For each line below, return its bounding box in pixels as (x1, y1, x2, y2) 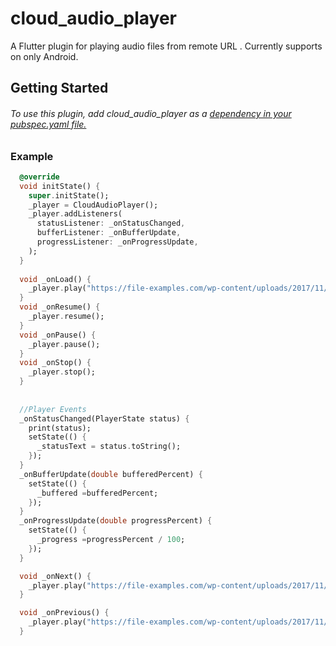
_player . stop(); (28, 367, 97, 377)
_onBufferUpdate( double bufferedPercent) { (19, 469, 203, 479)
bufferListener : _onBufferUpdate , (36, 228, 182, 238)
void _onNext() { (19, 571, 92, 581)
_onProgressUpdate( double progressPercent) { (19, 516, 213, 526)
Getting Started (10, 80, 109, 97)
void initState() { (19, 181, 101, 191)
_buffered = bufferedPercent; (36, 488, 159, 498)
